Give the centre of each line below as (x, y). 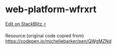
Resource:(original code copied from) (45, 35)
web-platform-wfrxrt (51, 9)
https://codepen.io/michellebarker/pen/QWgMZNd (58, 41)
